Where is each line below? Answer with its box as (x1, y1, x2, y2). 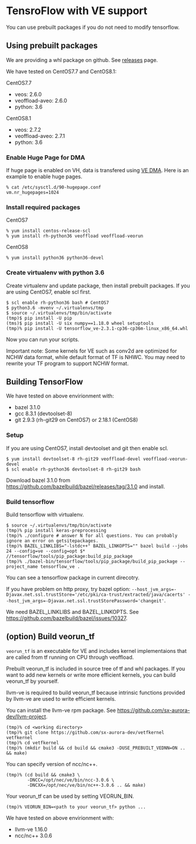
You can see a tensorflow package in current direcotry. (6, 574, 140, 582)
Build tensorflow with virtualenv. (6, 511, 84, 518)
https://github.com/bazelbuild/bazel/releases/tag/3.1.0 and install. (6, 482, 165, 490)
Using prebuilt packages (6, 41, 98, 51)
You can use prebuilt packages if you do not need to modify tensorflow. (6, 24, 180, 31)
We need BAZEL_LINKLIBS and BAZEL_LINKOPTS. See (6, 609, 139, 616)
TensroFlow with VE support (6, 4, 148, 18)
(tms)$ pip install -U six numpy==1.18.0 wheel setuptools (6, 320, 154, 326)
